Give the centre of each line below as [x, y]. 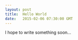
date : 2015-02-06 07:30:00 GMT [39, 19]
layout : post [18, 10]
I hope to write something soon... [38, 33]
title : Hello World [26, 14]
